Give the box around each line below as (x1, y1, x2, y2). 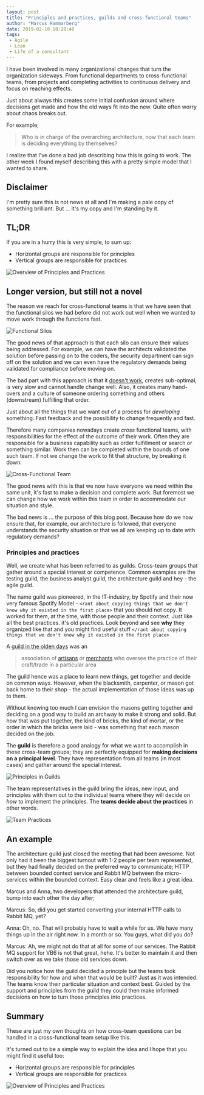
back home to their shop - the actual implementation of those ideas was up (6, 686, 194, 693)
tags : (6, 32, 20, 38)
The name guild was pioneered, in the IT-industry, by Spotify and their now (6, 593, 194, 601)
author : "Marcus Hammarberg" (6, 20, 80, 26)
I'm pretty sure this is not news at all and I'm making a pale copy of (6, 198, 174, 205)
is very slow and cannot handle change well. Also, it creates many (6, 383, 171, 391)
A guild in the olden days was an (6, 643, 88, 650)
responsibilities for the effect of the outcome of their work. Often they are (6, 433, 190, 440)
